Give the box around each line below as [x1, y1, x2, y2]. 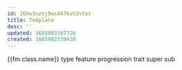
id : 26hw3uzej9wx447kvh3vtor [7, 10, 92, 17]
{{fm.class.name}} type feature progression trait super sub [7, 55, 176, 63]
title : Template [7, 17, 54, 24]
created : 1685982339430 [7, 36, 76, 43]
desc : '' [7, 23, 33, 30]
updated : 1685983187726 [7, 29, 76, 37]
